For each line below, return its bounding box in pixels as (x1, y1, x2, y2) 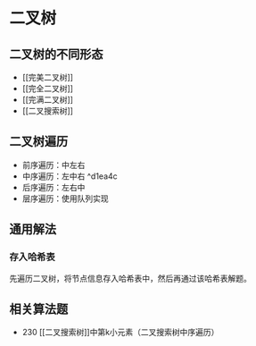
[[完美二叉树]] (21, 72, 74, 82)
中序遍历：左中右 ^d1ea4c (21, 171, 118, 181)
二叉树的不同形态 (9, 46, 103, 62)
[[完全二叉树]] (21, 83, 74, 94)
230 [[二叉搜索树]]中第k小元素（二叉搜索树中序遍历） (21, 327, 219, 338)
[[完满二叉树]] (21, 95, 74, 105)
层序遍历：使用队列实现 (21, 193, 109, 204)
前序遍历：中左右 (21, 159, 86, 170)
